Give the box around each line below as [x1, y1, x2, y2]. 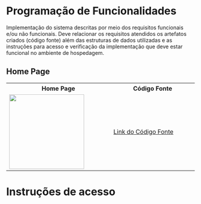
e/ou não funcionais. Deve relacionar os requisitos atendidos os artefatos [6, 30, 187, 37]
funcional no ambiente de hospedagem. [6, 49, 105, 56]
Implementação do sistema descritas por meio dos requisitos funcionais [6, 24, 184, 31]
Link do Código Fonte [113, 127, 173, 135]
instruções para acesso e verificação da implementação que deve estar [6, 43, 183, 50]
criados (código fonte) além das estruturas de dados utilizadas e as [6, 36, 172, 44]
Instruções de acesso [6, 185, 115, 198]
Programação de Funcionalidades [6, 4, 176, 18]
